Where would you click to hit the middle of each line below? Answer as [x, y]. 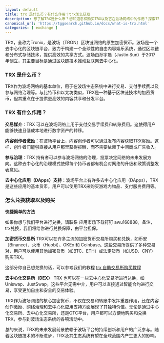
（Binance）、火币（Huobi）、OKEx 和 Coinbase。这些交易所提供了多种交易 [80, 245]
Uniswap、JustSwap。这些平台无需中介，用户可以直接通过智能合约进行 [77, 284]
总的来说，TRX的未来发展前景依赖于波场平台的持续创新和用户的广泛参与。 [80, 330]
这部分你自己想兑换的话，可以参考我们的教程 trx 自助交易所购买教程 [73, 267]
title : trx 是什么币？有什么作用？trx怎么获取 [48, 14]
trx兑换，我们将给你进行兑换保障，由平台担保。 [53, 228]
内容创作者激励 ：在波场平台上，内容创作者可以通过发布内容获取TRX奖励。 [80, 141]
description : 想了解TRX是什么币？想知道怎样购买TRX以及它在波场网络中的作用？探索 [80, 19]
